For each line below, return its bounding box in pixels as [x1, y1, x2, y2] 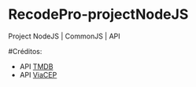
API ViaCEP [19, 70, 57, 79]
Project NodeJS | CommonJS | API [8, 31, 120, 41]
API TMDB [19, 61, 54, 71]
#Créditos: [8, 46, 43, 56]
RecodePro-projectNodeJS [8, 5, 189, 24]
